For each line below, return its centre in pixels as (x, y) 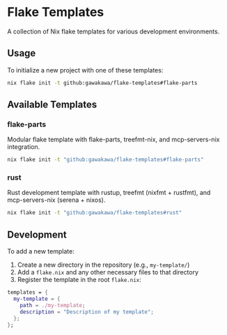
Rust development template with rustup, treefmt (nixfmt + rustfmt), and (109, 193)
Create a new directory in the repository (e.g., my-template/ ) (103, 265)
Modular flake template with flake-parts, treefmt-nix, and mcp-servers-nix (113, 139)
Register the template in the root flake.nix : (79, 280)
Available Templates (52, 105)
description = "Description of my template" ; (87, 312)
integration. (24, 147)
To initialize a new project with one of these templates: (85, 70)
